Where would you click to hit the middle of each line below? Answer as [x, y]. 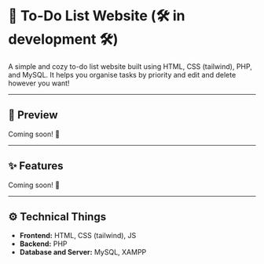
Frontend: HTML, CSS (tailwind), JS [78, 236]
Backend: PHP [44, 244]
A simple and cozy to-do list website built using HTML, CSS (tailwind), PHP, [130, 66]
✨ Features [36, 166]
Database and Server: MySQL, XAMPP [83, 252]
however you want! [39, 83]
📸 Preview [33, 115]
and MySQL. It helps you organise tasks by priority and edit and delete [122, 74]
